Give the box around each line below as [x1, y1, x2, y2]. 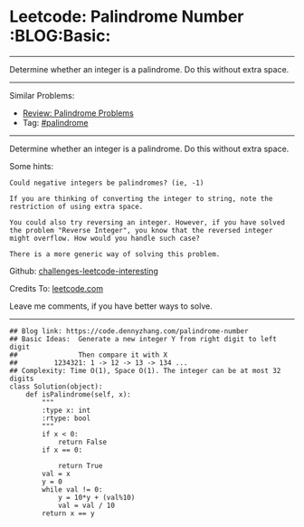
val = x [42, 469, 71, 478]
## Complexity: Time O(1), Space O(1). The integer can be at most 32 [9, 366, 281, 375]
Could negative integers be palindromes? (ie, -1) [9, 178, 204, 187]
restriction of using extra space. [9, 202, 144, 211]
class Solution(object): [9, 382, 103, 391]
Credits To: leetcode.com [9, 283, 104, 293]
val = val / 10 [57, 501, 116, 510]
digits [9, 374, 34, 383]
